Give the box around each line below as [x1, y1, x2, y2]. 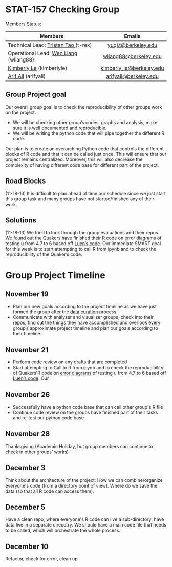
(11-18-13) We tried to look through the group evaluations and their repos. [5, 230, 160, 236]
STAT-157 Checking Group [5, 4, 120, 15]
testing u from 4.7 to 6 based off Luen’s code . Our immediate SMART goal [5, 240, 161, 247]
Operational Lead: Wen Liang [8, 50, 78, 57]
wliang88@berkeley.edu [103, 53, 162, 60]
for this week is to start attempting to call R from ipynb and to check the [5, 246, 157, 252]
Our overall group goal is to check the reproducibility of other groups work [5, 104, 162, 110]
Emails [124, 32, 141, 39]
